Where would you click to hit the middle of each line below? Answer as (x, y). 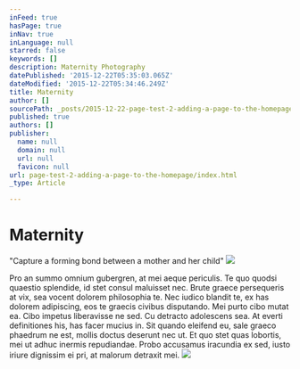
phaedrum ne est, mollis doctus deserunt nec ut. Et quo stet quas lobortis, (146, 335)
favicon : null (43, 167)
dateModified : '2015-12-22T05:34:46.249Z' (89, 84)
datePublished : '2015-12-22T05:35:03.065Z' (92, 76)
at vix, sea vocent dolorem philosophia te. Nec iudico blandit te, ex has (139, 297)
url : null (35, 158)
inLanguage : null (42, 42)
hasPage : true (36, 26)
